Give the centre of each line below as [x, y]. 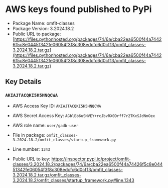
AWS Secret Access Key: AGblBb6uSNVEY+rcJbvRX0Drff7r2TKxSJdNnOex [84, 115]
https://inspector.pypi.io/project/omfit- [91, 159]
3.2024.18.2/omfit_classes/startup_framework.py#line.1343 [73, 180]
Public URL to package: [37, 34]
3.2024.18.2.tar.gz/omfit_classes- [47, 175]
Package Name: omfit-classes [44, 23]
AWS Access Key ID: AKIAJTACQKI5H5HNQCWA [57, 106]
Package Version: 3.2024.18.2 [43, 28]
